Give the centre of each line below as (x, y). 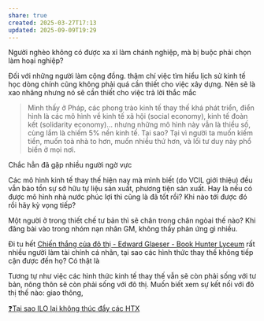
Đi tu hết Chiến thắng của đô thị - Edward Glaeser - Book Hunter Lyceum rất (132, 244)
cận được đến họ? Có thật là (54, 261)
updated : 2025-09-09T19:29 (52, 30)
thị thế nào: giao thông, (46, 293)
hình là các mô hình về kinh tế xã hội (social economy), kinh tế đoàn (138, 116)
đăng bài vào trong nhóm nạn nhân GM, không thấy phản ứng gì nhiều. (123, 229)
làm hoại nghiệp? (36, 61)
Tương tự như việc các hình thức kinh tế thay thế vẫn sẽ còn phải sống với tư (132, 276)
